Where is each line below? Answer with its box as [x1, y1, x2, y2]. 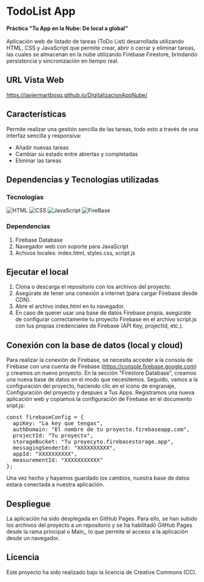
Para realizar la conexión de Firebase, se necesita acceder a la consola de [6, 356, 194, 364]
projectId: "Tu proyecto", [12, 432, 93, 439]
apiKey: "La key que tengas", [12, 420, 103, 427]
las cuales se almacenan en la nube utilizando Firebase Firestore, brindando [6, 50, 198, 58]
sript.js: [6, 402, 26, 409]
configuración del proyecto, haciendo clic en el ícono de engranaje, [6, 382, 176, 390]
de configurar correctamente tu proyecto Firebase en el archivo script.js [15, 316, 197, 323]
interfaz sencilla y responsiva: [6, 132, 82, 139]
